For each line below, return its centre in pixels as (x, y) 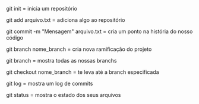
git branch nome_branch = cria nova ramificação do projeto (79, 49)
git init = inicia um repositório (42, 9)
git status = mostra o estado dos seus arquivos (64, 95)
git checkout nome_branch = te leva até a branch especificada (83, 72)
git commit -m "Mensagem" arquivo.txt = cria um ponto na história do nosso (99, 31)
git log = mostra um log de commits (50, 83)
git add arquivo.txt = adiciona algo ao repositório (66, 20)
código (15, 38)
